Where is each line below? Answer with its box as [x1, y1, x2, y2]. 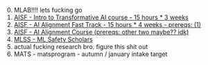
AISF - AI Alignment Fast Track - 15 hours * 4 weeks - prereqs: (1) [13, 21, 201, 28]
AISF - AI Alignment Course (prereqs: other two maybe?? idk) [13, 28, 189, 36]
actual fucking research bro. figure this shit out [13, 43, 148, 50]
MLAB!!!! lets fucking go [13, 6, 83, 14]
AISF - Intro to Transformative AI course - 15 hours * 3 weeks [13, 13, 189, 21]
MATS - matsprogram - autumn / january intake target [13, 50, 168, 58]
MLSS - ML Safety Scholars [13, 35, 94, 44]
